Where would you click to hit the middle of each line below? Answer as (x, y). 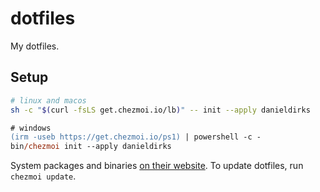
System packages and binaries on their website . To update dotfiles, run (157, 166)
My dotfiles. (35, 46)
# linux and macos (48, 100)
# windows (31, 128)
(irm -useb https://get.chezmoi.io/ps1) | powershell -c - (136, 137)
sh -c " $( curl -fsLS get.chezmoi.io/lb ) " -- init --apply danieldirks (160, 110)
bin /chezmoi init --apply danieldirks (91, 147)
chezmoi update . (43, 176)
